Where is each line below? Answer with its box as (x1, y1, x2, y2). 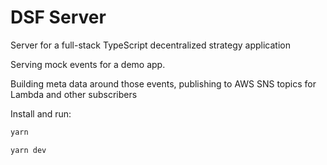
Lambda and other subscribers (10, 88, 138, 100)
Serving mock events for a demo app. (10, 58, 166, 70)
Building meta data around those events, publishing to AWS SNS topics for (10, 77, 317, 90)
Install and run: (10, 107, 72, 120)
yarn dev (10, 145, 47, 155)
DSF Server (10, 6, 107, 29)
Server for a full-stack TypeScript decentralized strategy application (10, 39, 291, 51)
